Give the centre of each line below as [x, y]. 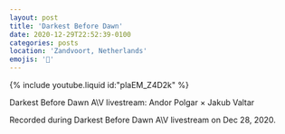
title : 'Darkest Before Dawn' [66, 26]
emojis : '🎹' [32, 59]
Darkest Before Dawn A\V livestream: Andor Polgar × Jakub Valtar [132, 103]
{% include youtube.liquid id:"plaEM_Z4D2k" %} [100, 85]
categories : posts [44, 43]
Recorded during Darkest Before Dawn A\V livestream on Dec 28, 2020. [142, 120]
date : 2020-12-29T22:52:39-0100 [70, 34]
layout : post [34, 18]
